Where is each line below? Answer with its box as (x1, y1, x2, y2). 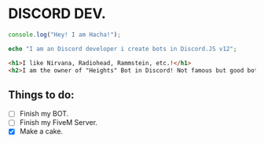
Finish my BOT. (19, 109, 69, 119)
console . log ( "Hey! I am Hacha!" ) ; (8, 31, 122, 38)
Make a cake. (19, 126, 64, 136)
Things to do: (8, 88, 75, 101)
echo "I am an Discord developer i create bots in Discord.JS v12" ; (8, 45, 237, 53)
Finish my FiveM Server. (19, 118, 98, 127)
